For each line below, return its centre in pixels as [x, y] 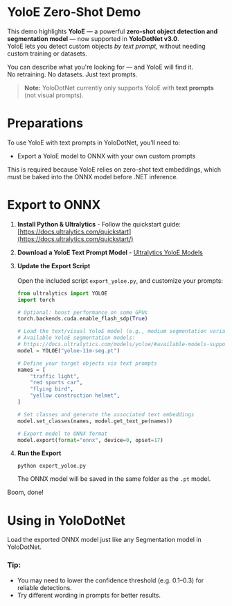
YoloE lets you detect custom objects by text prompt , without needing [106, 46]
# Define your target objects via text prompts [87, 363]
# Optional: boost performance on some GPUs [82, 312]
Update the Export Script [54, 265]
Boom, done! [25, 492]
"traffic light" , [55, 376]
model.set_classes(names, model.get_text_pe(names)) [95, 421]
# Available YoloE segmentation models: [76, 338]
